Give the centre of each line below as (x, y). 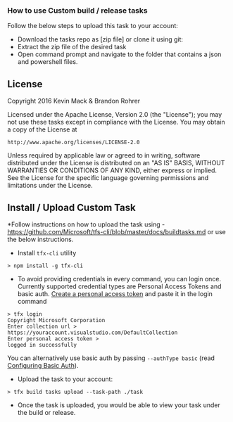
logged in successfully (42, 345)
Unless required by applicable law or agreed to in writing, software (104, 155)
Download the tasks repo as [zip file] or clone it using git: (100, 39)
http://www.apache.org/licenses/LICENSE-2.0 (74, 143)
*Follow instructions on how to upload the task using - (86, 224)
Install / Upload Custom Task (71, 207)
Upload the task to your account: (65, 379)
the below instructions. (40, 239)
